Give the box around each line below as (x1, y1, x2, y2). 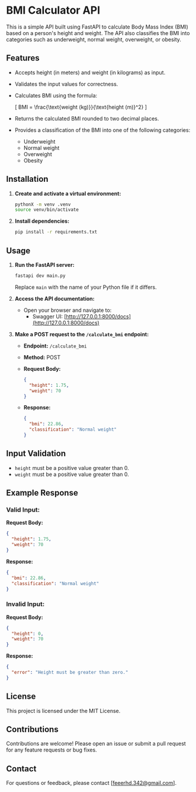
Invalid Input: (6, 600, 45, 608)
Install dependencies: (14, 217, 70, 225)
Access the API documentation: (14, 295, 95, 302)
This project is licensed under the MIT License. (6, 707, 121, 714)
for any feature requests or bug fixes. (6, 746, 97, 753)
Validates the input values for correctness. (14, 80, 118, 87)
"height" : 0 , (11, 630, 44, 636)
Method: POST (23, 354, 61, 361)
